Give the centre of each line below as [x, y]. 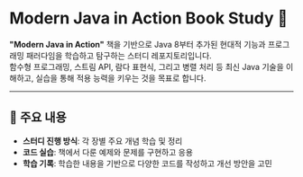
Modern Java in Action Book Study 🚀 [149, 18]
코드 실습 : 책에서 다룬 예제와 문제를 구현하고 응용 [108, 152]
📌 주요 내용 [38, 117]
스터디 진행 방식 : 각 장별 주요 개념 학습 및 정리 [102, 141]
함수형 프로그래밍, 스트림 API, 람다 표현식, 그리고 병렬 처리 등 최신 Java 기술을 [147, 66]
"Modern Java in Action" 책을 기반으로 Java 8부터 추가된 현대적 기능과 [138, 44]
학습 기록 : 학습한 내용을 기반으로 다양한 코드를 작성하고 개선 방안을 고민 [147, 163]
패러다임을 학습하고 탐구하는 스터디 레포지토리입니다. [119, 55]
